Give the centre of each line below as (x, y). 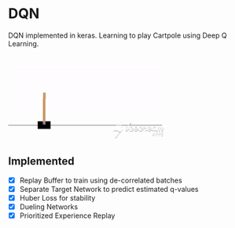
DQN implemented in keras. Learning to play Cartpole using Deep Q (117, 35)
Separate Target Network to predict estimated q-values (109, 189)
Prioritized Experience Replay (67, 215)
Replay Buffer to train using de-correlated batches (101, 180)
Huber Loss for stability (57, 197)
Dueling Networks (49, 206)
